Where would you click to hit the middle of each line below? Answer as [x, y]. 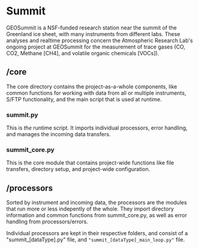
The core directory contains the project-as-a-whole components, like [92, 86]
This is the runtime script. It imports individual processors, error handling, [97, 128]
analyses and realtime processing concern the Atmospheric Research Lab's [99, 40]
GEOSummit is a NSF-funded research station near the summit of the [91, 28]
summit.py [22, 115]
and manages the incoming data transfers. [58, 134]
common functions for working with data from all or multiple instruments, [96, 93]
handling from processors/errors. [47, 222]
